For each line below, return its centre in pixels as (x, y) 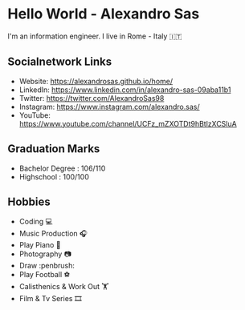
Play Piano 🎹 (40, 245)
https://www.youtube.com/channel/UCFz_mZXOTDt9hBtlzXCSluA (128, 123)
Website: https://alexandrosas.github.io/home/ (96, 81)
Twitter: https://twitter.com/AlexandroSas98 (92, 98)
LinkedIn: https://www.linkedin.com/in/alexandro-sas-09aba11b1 (125, 90)
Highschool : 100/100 (54, 176)
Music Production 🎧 (53, 234)
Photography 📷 (45, 254)
